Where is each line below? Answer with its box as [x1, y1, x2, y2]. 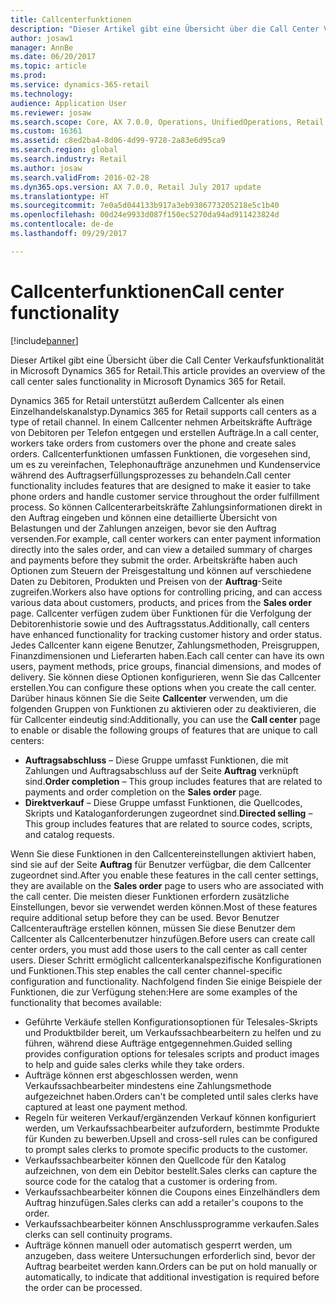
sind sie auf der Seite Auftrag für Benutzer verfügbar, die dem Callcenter [10, 858, 312, 870]
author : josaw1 [10, 33, 74, 43]
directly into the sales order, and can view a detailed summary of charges [10, 543, 313, 555]
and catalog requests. [24, 828, 115, 840]
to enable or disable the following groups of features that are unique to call [10, 724, 318, 736]
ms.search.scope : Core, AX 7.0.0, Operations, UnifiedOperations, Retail [10, 117, 325, 127]
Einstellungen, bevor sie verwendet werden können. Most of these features [10, 901, 318, 913]
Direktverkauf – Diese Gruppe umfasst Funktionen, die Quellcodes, [24, 796, 303, 808]
